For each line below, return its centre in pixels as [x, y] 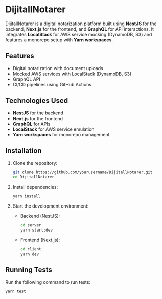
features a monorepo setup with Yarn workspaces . [59, 40]
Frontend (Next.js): [40, 240]
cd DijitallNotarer [33, 177]
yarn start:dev [36, 230]
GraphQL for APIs [31, 124]
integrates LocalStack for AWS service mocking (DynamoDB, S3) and [79, 34]
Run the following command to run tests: [48, 282]
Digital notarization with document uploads [58, 68]
